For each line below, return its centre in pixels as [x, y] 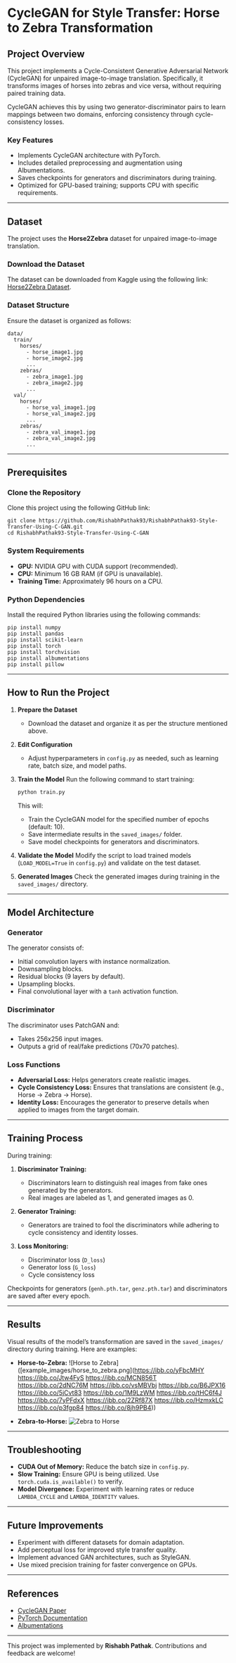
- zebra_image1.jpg [54, 377]
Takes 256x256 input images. [60, 1038]
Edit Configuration [45, 744]
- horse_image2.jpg [54, 358]
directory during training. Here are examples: [72, 1349]
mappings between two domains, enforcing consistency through [101, 114]
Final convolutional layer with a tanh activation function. [98, 991]
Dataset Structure [39, 306]
